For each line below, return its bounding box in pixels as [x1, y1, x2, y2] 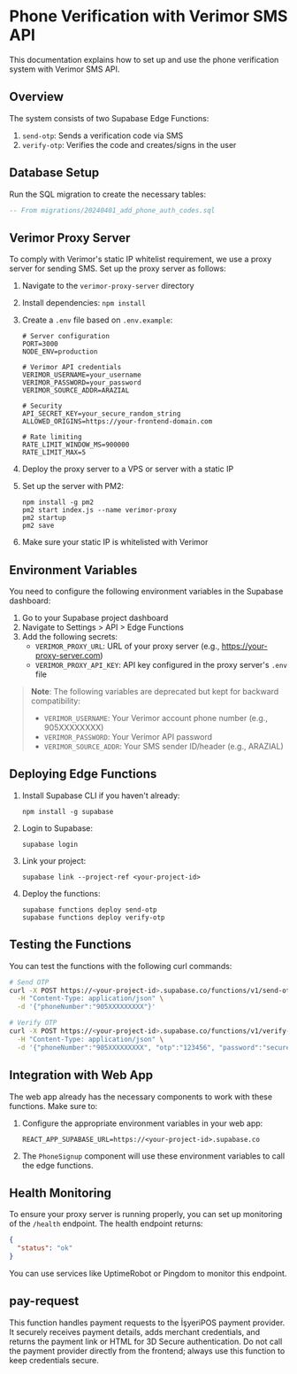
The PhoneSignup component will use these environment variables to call [21, 1150, 286, 1161]
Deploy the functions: [21, 888, 101, 898]
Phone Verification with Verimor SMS [9, 6, 288, 27]
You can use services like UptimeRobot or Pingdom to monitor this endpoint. [9, 1268, 287, 1278]
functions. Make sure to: [9, 1100, 98, 1111]
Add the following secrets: [21, 632, 118, 642]
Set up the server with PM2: [21, 481, 125, 492]
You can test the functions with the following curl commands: [9, 960, 232, 971]
